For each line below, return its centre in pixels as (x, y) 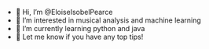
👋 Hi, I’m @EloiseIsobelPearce (64, 12)
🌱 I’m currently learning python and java (80, 28)
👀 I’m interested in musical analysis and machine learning (108, 20)
